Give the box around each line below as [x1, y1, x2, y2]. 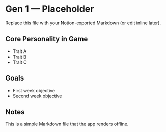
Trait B [12, 54, 27, 60]
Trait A [12, 48, 27, 54]
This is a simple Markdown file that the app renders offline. [5, 121, 129, 127]
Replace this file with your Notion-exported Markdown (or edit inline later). [5, 20, 161, 26]
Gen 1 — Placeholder [5, 3, 94, 15]
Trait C [12, 59, 27, 65]
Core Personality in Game [5, 35, 88, 43]
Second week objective [12, 93, 62, 99]
